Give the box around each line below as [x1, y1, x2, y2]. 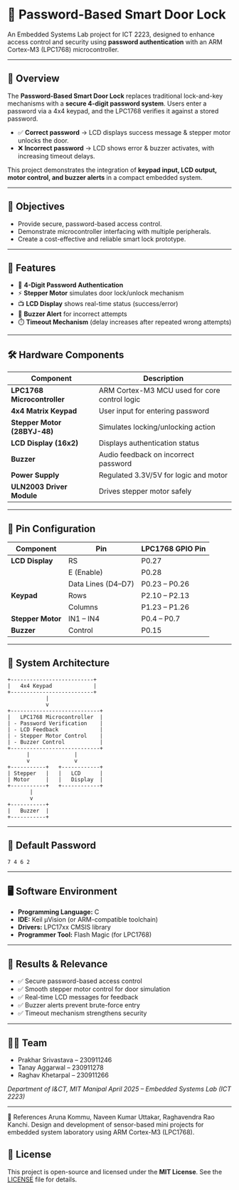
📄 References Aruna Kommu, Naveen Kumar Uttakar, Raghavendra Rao [7, 1113, 215, 1122]
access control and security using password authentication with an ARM [7, 37, 223, 46]
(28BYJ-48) [11, 427, 54, 437]
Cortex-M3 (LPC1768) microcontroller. [7, 45, 119, 54]
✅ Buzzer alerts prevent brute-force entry [17, 1001, 141, 1010]
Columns [68, 602, 98, 612]
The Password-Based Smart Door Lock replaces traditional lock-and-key [7, 91, 223, 100]
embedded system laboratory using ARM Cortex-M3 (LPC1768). [7, 1128, 195, 1136]
